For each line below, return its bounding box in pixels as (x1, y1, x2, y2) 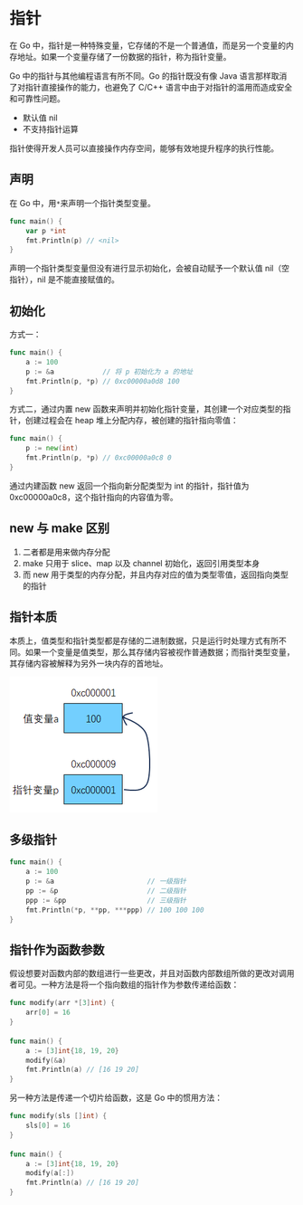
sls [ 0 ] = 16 (25, 1121, 71, 1131)
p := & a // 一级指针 (25, 877, 187, 887)
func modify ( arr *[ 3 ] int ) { (9, 999, 116, 1008)
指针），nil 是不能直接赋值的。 (9, 274, 119, 285)
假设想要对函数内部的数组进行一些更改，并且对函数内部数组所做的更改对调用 (9, 968, 295, 979)
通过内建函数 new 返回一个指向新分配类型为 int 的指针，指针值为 (9, 480, 250, 491)
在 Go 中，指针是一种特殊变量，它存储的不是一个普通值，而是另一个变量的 (9, 40, 287, 51)
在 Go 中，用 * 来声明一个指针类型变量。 (9, 197, 156, 208)
